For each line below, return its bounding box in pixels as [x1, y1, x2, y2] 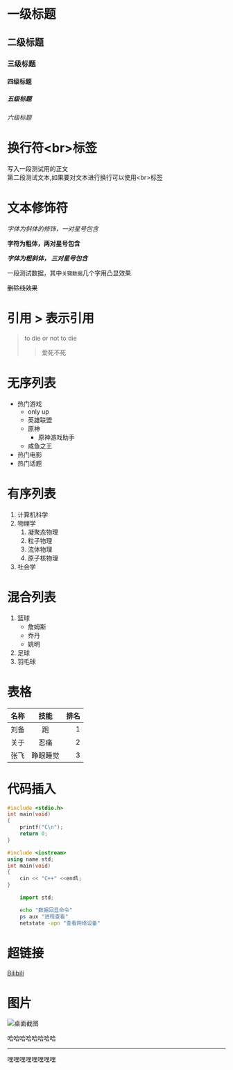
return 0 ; [19, 830, 49, 838]
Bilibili [7, 968, 24, 977]
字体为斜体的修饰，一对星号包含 [7, 224, 98, 233]
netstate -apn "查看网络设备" [19, 919, 101, 927]
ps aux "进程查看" [19, 913, 69, 920]
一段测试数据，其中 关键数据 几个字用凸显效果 [7, 268, 132, 277]
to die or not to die [24, 334, 78, 342]
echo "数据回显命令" [19, 907, 73, 914]
